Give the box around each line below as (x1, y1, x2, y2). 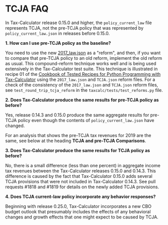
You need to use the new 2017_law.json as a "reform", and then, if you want (5, 50, 161, 56)
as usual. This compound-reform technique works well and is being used (5, 60, 156, 66)
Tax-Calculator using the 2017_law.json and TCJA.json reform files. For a (5, 76, 155, 82)
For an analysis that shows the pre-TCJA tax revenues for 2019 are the (5, 132, 151, 138)
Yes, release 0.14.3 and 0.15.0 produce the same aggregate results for (5, 111, 149, 118)
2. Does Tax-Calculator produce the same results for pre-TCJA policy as (5, 96, 159, 103)
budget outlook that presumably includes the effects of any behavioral (5, 208, 151, 214)
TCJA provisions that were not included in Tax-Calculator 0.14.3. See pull (5, 178, 156, 184)
